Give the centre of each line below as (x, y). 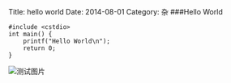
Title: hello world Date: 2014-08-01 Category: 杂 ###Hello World (115, 12)
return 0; (40, 48)
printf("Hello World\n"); (67, 41)
